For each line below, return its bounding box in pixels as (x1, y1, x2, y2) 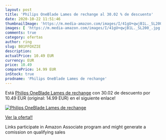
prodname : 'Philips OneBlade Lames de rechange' (5, 76, 107, 81)
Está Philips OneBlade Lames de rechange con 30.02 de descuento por (5, 90, 151, 95)
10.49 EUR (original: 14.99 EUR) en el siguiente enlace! (5, 95, 116, 101)
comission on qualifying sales (5, 129, 66, 135)
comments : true (5, 30, 37, 35)
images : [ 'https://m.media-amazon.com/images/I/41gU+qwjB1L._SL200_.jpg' (5, 26, 163, 31)
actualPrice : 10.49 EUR (5, 53, 54, 58)
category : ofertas (5, 35, 43, 40)
